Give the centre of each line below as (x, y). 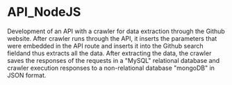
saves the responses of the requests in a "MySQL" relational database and (114, 60)
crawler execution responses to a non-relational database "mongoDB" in (111, 68)
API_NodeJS (44, 12)
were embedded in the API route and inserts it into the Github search (105, 46)
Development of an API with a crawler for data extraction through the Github (116, 31)
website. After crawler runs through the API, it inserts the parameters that (112, 38)
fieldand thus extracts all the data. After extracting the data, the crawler (109, 53)
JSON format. (27, 75)
